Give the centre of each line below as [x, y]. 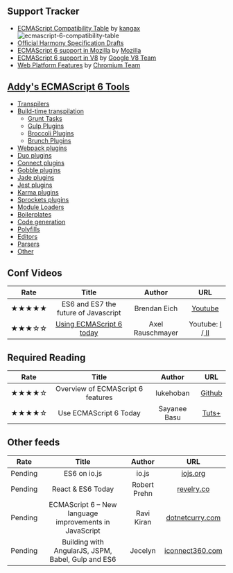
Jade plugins [36, 177]
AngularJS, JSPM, [83, 551]
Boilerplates [34, 214]
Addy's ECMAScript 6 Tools [68, 87]
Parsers [28, 244]
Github [212, 393]
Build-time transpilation [51, 111]
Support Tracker [43, 11]
